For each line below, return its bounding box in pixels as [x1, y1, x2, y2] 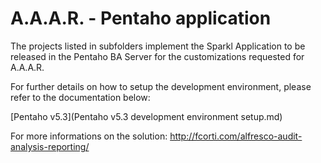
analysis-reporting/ [10, 140, 90, 152]
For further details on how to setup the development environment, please [10, 80, 312, 92]
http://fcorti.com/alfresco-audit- [169, 130, 303, 142]
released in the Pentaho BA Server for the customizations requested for [10, 50, 305, 62]
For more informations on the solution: [10, 130, 168, 142]
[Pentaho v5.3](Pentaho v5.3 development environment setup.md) [10, 110, 283, 122]
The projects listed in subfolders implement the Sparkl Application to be [10, 40, 306, 52]
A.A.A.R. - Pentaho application [10, 7, 272, 30]
